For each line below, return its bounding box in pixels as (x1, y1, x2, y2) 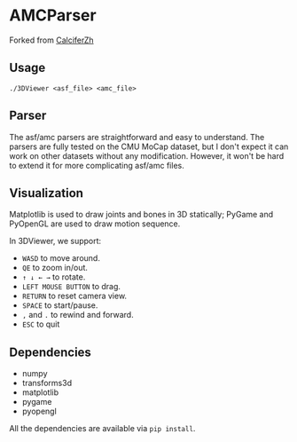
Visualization (9, 185, 84, 201)
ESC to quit (21, 319, 60, 329)
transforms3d (21, 378, 73, 389)
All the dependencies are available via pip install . (9, 423, 196, 434)
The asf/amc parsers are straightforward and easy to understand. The (9, 131, 265, 142)
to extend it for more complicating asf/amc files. (9, 160, 184, 170)
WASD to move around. (21, 253, 100, 264)
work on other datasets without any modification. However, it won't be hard (9, 150, 285, 161)
